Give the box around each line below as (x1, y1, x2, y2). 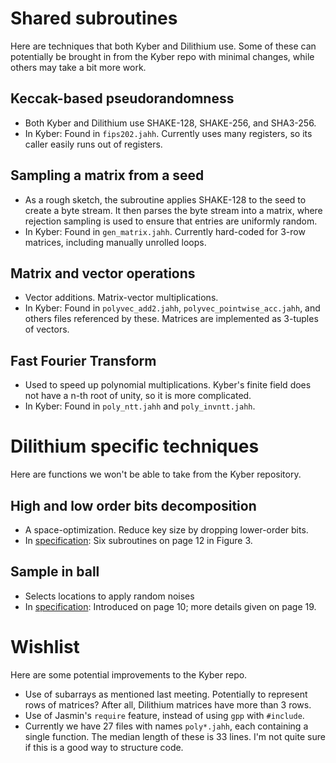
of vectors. (24, 323, 70, 336)
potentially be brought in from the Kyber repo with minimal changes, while (10, 50, 315, 62)
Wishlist (10, 635, 80, 658)
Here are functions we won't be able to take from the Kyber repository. (10, 468, 302, 481)
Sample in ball (10, 563, 100, 581)
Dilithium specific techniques (10, 435, 260, 458)
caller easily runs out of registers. (24, 138, 163, 150)
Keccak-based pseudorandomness (10, 90, 235, 107)
